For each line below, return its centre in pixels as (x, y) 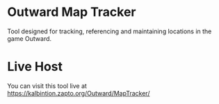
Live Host (35, 67)
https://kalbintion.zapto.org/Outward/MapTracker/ (79, 93)
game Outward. (30, 38)
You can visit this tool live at (47, 86)
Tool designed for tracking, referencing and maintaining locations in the (109, 31)
